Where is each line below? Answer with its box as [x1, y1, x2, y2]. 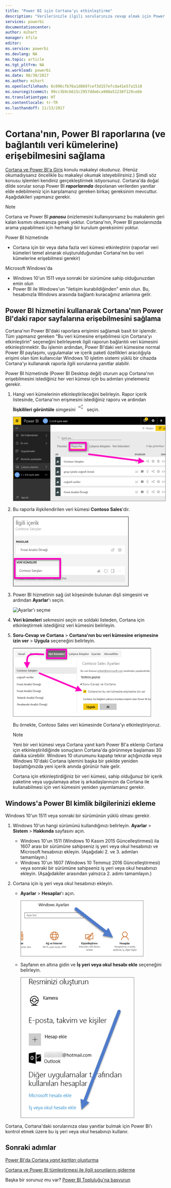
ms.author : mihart [5, 78, 44, 84]
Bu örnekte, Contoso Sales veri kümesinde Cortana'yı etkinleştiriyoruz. [12, 722, 161, 728]
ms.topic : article [5, 57, 44, 62]
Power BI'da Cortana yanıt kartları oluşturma [5, 1157, 99, 1163]
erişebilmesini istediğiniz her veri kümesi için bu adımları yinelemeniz [5, 376, 150, 382]
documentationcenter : [5, 25, 51, 30]
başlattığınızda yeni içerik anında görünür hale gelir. [12, 763, 121, 769]
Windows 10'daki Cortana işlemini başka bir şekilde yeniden [12, 758, 138, 764]
